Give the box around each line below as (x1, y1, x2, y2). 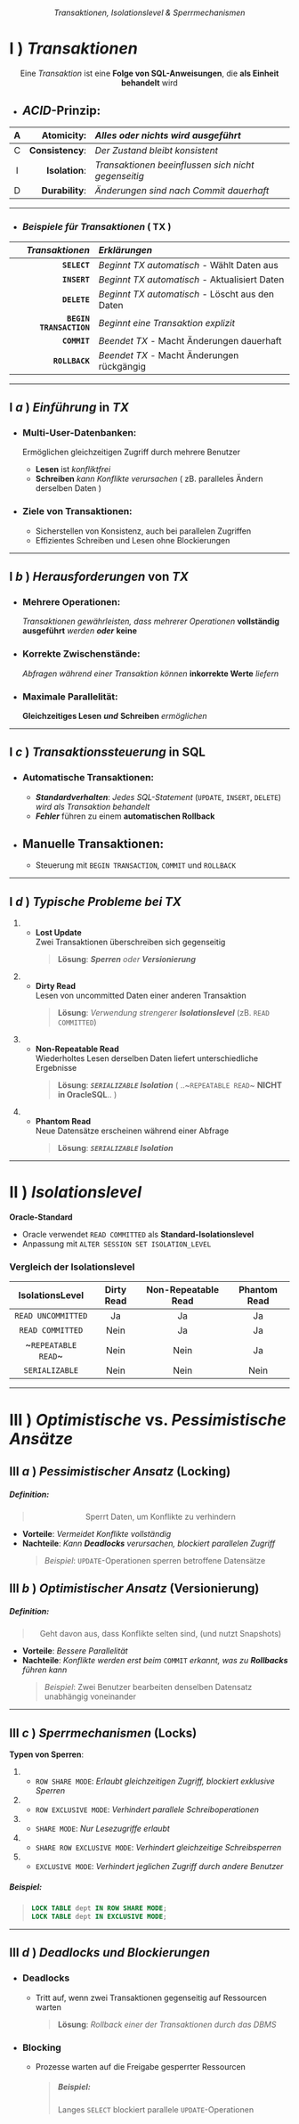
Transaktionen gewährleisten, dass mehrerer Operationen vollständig (21, 616, 280, 627)
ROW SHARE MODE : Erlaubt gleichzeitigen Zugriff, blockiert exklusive (35, 1776, 275, 1786)
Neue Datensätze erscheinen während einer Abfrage (35, 1125, 230, 1136)
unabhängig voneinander (44, 1691, 136, 1702)
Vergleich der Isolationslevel (9, 1261, 135, 1273)
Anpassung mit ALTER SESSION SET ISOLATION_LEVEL (21, 1238, 212, 1249)
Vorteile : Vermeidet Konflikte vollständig (21, 1529, 172, 1539)
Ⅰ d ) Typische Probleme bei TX (9, 894, 182, 909)
